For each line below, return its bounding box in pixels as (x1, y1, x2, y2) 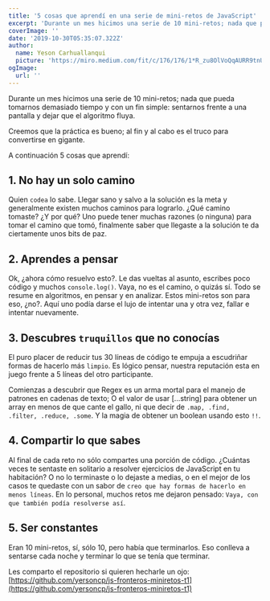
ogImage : (8, 64, 38, 72)
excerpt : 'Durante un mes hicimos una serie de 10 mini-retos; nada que (8, 19, 257, 27)
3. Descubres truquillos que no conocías (8, 331, 220, 345)
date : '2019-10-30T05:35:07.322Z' (8, 34, 125, 43)
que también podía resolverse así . (8, 497, 126, 507)
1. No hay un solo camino (8, 174, 135, 187)
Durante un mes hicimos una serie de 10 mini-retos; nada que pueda (8, 93, 235, 103)
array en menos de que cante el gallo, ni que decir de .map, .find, (8, 403, 231, 412)
